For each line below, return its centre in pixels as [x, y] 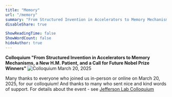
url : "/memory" [21, 15]
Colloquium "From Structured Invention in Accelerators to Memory [78, 57]
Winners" [16, 68]
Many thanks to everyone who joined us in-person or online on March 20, [83, 78]
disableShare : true [26, 24]
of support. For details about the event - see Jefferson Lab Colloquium [80, 89]
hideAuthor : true [24, 43]
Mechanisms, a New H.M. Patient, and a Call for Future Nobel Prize [78, 63]
